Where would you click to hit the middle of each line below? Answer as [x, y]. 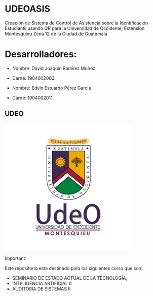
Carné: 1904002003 [33, 78]
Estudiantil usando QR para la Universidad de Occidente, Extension [75, 28]
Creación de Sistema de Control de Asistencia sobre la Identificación [76, 23]
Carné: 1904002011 [32, 97]
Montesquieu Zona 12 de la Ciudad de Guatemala [56, 34]
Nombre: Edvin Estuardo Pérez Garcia [52, 88]
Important [15, 258]
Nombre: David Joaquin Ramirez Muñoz [54, 68]
